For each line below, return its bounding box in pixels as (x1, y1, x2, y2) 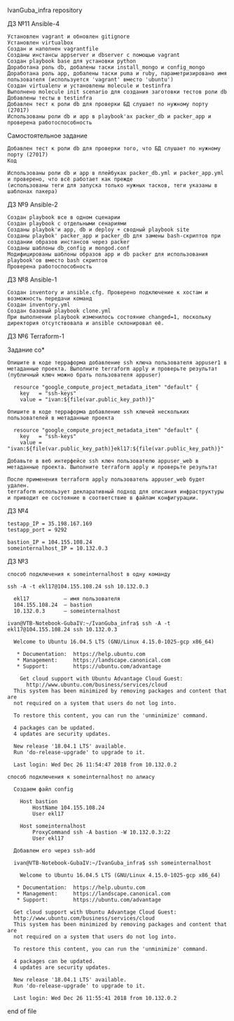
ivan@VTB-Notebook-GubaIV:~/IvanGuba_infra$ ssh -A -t (7, 620, 171, 627)
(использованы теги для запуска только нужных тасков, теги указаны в (7, 182, 218, 189)
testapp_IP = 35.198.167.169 (7, 520, 92, 527)
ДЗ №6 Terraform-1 (7, 332, 64, 340)
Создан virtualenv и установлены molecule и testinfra (7, 82, 171, 89)
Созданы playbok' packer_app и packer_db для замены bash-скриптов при (7, 232, 221, 239)
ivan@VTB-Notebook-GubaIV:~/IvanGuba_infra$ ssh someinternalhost (13, 859, 212, 867)
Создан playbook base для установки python (7, 58, 137, 65)
